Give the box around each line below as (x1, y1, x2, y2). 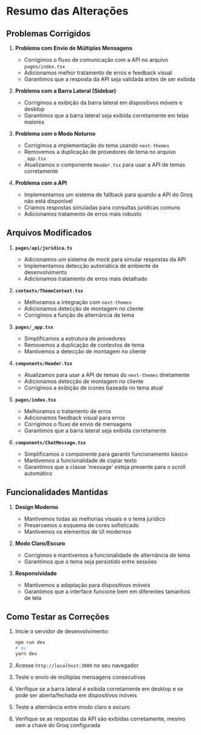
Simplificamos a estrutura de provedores (24, 334, 126, 342)
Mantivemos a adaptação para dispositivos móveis (24, 581, 151, 588)
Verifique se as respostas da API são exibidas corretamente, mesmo (15, 715, 186, 722)
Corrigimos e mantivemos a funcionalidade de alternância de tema (24, 551, 191, 559)
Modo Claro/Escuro (15, 539, 65, 547)
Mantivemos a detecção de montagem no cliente (24, 347, 147, 355)
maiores (24, 118, 45, 125)
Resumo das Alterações (6, 4, 129, 18)
